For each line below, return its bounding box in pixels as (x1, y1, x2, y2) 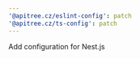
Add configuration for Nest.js (8, 41, 105, 51)
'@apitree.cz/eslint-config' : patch (8, 11, 132, 20)
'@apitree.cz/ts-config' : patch (8, 19, 117, 27)
